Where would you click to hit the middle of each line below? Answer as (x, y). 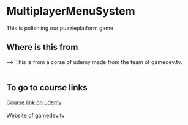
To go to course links (47, 87)
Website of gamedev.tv (36, 115)
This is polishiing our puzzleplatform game (60, 28)
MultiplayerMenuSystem (71, 11)
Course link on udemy (34, 102)
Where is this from (42, 47)
